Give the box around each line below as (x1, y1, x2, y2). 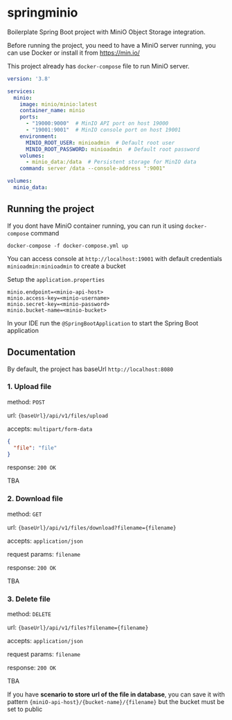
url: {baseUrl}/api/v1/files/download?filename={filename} (7, 523, 177, 531)
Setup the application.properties (7, 275, 105, 283)
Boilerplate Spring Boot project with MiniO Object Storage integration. (7, 28, 206, 36)
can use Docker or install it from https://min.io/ (7, 48, 141, 57)
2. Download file (7, 494, 64, 503)
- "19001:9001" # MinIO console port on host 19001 (25, 127, 181, 134)
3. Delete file (7, 594, 51, 604)
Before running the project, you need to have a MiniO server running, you (7, 41, 216, 49)
